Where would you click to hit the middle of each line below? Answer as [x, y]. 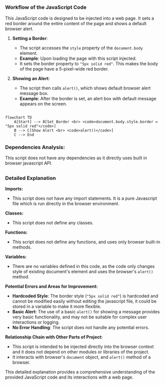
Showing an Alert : [31, 78]
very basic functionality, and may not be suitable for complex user [80, 317]
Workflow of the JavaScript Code [46, 7]
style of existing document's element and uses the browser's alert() [83, 272]
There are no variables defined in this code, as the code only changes [83, 266]
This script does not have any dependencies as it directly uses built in [76, 158]
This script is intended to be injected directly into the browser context [83, 347]
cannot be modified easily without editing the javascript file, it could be [84, 301]
